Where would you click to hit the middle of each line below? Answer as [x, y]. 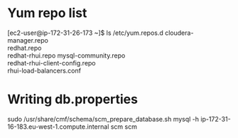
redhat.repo [25, 48]
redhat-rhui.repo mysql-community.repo [66, 55]
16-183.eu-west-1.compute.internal [58, 127]
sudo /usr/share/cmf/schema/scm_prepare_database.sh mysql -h [103, 119]
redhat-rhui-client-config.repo [52, 63]
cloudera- [179, 33]
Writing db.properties [73, 99]
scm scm [124, 127]
